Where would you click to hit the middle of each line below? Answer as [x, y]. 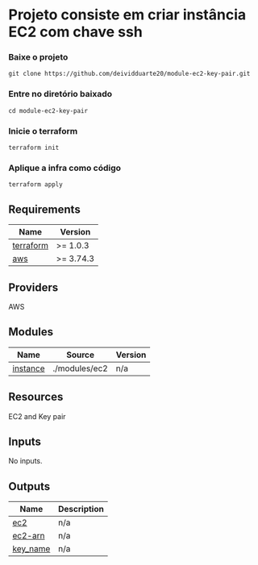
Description [81, 509]
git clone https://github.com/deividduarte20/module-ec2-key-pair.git [129, 74]
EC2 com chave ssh [75, 32]
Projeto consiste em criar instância [127, 15]
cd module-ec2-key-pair [48, 110]
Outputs [29, 486]
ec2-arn [29, 536]
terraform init [34, 148]
